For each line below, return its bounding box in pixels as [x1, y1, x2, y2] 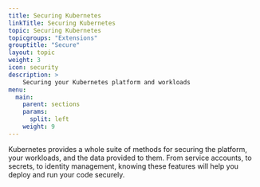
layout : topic [8, 49, 56, 56]
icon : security [8, 64, 59, 72]
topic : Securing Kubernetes [8, 26, 102, 34]
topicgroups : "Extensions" [8, 33, 98, 42]
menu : [8, 85, 26, 94]
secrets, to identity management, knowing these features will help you [8, 161, 239, 171]
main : [15, 93, 34, 101]
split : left [29, 115, 69, 123]
